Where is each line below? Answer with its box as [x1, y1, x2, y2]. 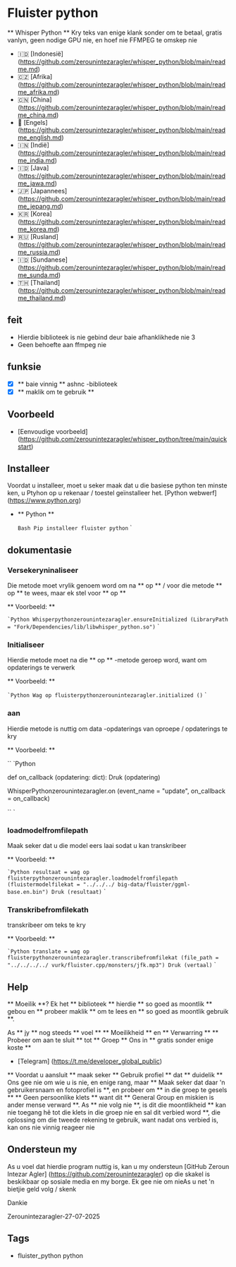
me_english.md [17, 133, 62, 142]
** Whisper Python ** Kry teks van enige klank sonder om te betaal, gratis [7, 28, 223, 37]
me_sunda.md [17, 270, 58, 279]
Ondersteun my [7, 1144, 77, 1156]
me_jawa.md [17, 178, 55, 188]
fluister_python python [17, 1251, 83, 1260]
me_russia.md [17, 248, 58, 256]
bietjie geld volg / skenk [7, 1184, 77, 1193]
